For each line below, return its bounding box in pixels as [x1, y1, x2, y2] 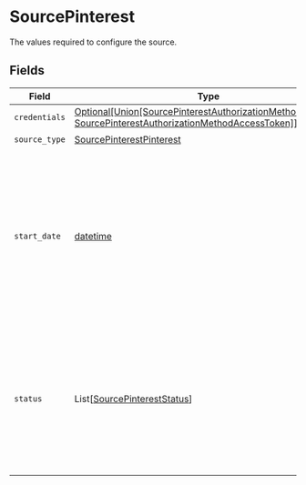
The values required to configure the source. [9, 36, 178, 47]
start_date [14, 230, 61, 241]
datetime [74, 229, 112, 242]
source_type [14, 135, 66, 145]
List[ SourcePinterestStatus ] [74, 392, 193, 405]
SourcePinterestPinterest [74, 134, 182, 147]
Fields [9, 63, 46, 78]
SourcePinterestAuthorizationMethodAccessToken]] [74, 116, 298, 129]
